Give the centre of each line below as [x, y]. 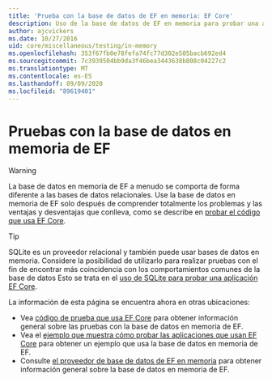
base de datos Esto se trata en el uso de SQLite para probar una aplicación [133, 278]
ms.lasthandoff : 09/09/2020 [56, 83]
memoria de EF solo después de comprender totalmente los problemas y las [136, 204]
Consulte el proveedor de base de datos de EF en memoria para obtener [141, 361]
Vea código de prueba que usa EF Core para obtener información [129, 318]
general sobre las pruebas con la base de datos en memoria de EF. [132, 327]
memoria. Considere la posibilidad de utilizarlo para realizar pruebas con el [134, 261]
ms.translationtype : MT [49, 69]
